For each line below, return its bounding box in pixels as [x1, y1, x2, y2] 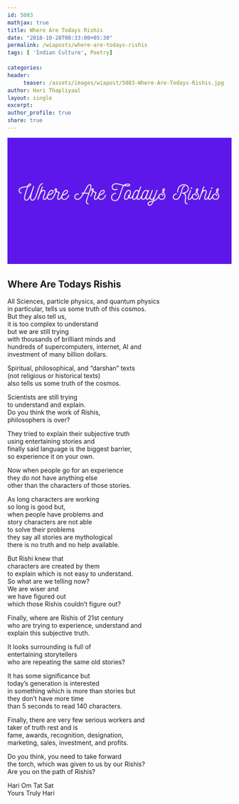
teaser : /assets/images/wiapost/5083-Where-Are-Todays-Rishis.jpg [23, 79, 224, 86]
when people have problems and [7, 510, 104, 519]
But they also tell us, [7, 312, 67, 321]
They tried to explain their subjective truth [7, 429, 130, 438]
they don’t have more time [7, 694, 84, 703]
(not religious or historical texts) [7, 372, 101, 380]
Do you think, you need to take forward [7, 753, 122, 761]
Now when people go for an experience [7, 466, 124, 474]
